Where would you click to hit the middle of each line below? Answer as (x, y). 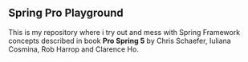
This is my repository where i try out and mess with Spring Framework (124, 32)
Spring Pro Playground (66, 13)
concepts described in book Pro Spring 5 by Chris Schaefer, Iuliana (120, 41)
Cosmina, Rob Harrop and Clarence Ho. (73, 49)
